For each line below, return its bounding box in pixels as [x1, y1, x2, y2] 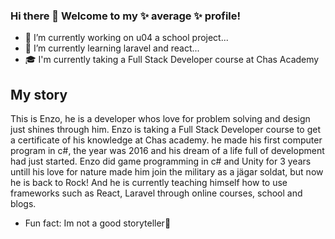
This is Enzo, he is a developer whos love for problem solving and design [10, 113, 311, 125]
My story [10, 86, 68, 103]
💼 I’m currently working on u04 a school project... [24, 32, 229, 44]
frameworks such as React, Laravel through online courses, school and [10, 187, 303, 199]
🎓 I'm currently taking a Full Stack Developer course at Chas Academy [24, 54, 320, 66]
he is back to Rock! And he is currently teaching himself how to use [10, 177, 288, 189]
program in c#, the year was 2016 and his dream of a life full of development [10, 145, 325, 157]
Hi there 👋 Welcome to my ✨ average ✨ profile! [10, 9, 242, 23]
